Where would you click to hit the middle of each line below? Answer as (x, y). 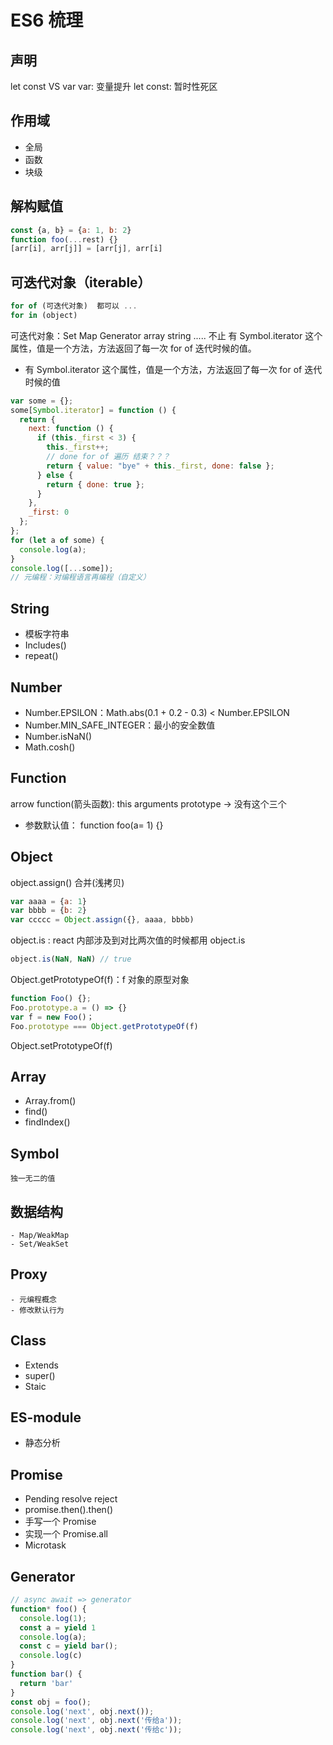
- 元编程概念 (33, 1299)
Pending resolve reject (71, 1499)
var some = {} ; (42, 401)
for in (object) (44, 315)
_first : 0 (49, 512)
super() (40, 1375)
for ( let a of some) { (57, 540)
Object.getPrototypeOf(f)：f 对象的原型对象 (100, 980)
